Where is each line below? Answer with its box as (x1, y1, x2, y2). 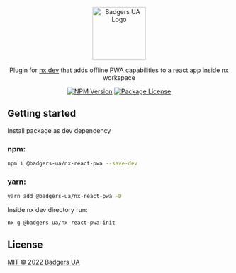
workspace (102, 74, 136, 81)
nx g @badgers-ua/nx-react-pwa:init (7, 219, 116, 226)
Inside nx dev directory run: (7, 206, 88, 214)
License (7, 239, 43, 251)
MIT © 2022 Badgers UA (7, 257, 80, 266)
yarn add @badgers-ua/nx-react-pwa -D (7, 193, 122, 200)
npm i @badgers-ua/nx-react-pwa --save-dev (7, 160, 138, 168)
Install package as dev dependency (7, 126, 111, 134)
